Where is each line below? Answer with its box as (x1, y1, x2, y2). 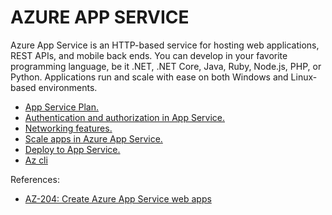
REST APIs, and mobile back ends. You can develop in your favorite (10, 49, 288, 61)
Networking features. (24, 122, 113, 134)
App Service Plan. (24, 101, 100, 113)
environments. (38, 81, 98, 93)
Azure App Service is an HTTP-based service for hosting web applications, (10, 39, 320, 51)
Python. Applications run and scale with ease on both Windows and (10, 71, 289, 83)
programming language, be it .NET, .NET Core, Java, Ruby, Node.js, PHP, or (10, 60, 322, 72)
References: (10, 173, 60, 185)
